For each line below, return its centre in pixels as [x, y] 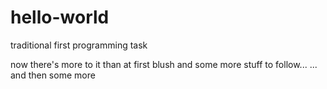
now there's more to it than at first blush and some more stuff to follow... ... [164, 64]
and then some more [53, 75]
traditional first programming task [79, 45]
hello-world [60, 17]
